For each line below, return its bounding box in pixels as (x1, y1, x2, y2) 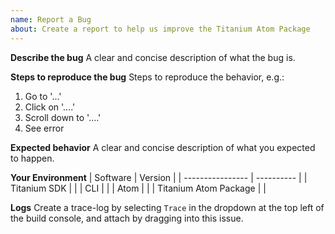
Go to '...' (24, 90, 62, 102)
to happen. (10, 152, 55, 164)
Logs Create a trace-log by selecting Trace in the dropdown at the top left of (10, 201, 325, 213)
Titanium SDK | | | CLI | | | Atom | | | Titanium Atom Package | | (10, 182, 267, 194)
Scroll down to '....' (24, 111, 102, 123)
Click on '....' (24, 101, 76, 113)
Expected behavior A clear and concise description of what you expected (10, 141, 316, 153)
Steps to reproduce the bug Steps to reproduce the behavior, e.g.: (10, 71, 285, 83)
